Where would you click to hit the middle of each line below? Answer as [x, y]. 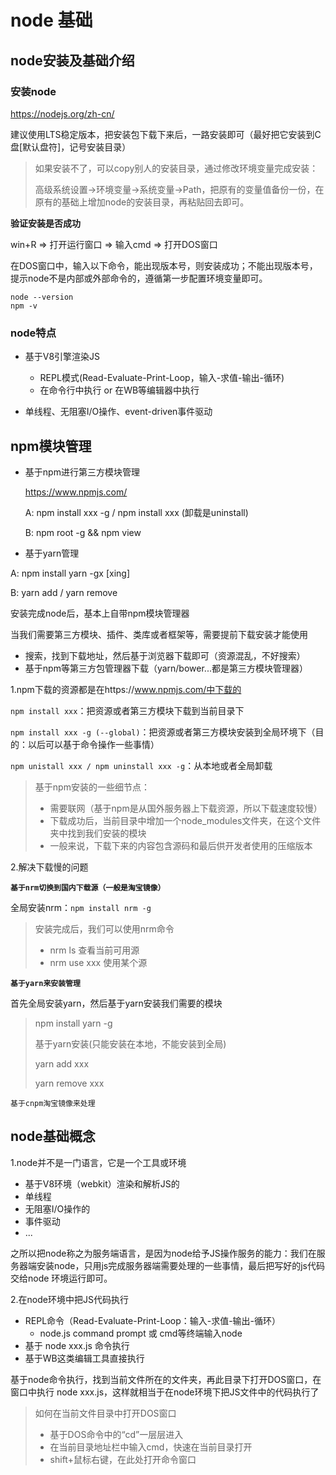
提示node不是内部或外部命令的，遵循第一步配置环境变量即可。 [139, 278]
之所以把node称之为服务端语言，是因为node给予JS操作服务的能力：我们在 [163, 1253]
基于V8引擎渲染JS [62, 357]
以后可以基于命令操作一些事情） [93, 744]
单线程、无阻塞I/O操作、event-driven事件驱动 [118, 412]
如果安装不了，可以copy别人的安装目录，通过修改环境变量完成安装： [176, 168]
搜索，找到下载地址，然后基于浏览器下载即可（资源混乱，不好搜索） [165, 655]
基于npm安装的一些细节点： [92, 787]
